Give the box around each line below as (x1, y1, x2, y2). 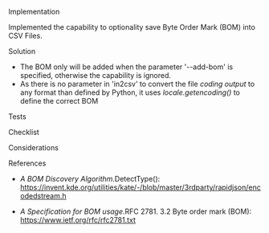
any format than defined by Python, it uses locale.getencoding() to (19, 88, 241, 97)
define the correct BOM (19, 96, 99, 105)
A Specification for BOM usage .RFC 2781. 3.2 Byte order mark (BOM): (19, 206, 252, 216)
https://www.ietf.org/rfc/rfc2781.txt (19, 215, 137, 224)
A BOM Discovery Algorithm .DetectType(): (19, 174, 161, 183)
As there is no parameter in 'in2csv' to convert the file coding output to (19, 80, 255, 88)
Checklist (8, 128, 40, 137)
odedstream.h (19, 191, 67, 200)
